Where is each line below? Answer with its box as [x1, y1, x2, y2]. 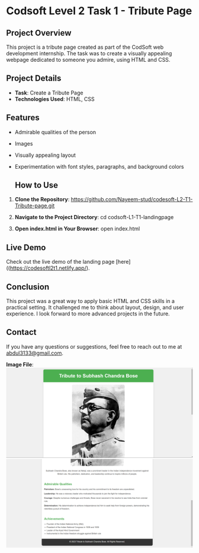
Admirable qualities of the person [14, 128, 97, 135]
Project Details [6, 73, 62, 84]
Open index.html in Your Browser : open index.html [14, 225, 140, 232]
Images [14, 140, 33, 147]
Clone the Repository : [14, 196, 70, 203]
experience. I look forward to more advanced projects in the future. [6, 310, 170, 317]
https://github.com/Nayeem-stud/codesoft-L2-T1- [70, 196, 193, 203]
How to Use [14, 180, 58, 191]
